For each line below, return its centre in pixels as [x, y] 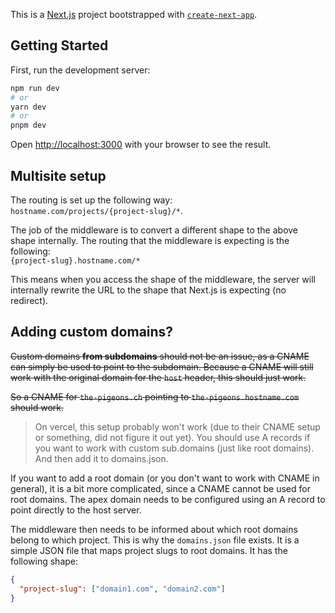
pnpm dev [28, 125]
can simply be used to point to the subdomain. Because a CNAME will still [162, 366]
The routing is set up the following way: [91, 200]
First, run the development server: [80, 70]
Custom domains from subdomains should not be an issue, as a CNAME [160, 356]
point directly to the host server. [76, 510]
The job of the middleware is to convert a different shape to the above [154, 230]
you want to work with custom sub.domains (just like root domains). [174, 448]
